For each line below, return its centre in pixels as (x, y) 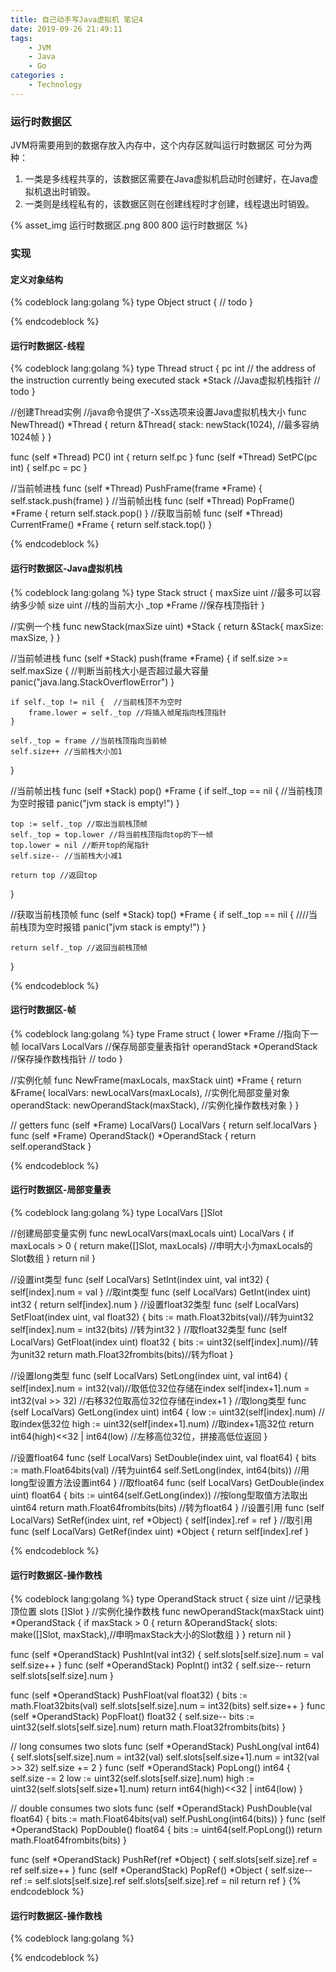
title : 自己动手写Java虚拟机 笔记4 (76, 19)
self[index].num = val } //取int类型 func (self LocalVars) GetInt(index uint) (161, 1292)
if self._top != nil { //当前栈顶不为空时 (96, 702)
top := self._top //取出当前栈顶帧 (79, 824)
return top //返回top (54, 875)
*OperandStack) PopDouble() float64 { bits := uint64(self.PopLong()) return (166, 1830)
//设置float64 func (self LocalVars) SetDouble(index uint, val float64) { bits (163, 1457)
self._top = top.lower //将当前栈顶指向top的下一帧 (112, 834)
